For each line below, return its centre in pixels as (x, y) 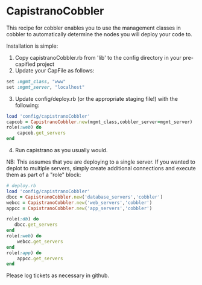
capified (25, 64)
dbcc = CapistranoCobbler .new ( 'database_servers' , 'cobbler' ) (85, 197)
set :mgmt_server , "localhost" (46, 87)
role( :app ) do (24, 253)
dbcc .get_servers (36, 225)
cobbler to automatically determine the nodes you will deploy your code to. (99, 34)
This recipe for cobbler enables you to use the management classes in (93, 28)
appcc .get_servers (40, 258)
